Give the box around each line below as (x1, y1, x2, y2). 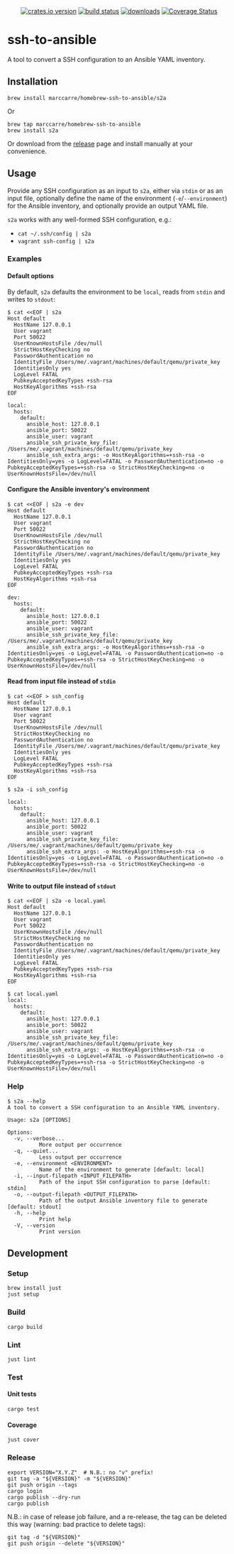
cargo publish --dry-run (7, 1494, 81, 1501)
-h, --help (13, 1209, 46, 1216)
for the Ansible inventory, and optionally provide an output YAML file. (7, 202, 209, 210)
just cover (7, 1436, 40, 1443)
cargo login (7, 1487, 43, 1494)
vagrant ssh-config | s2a (17, 238, 94, 245)
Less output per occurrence (38, 1153, 122, 1161)
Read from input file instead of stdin (7, 677, 116, 685)
